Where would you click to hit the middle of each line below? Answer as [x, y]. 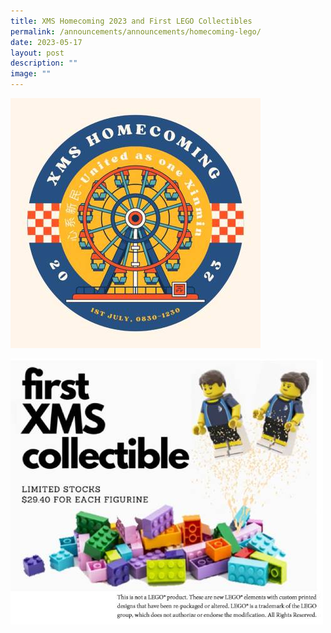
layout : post [37, 53]
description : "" [44, 63]
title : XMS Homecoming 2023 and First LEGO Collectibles [131, 21]
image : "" [31, 74]
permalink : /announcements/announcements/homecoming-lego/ [136, 31]
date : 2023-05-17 [46, 42]
